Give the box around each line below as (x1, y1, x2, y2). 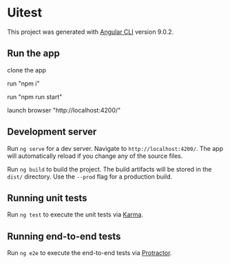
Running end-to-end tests (7, 230, 121, 242)
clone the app (7, 65, 47, 74)
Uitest (7, 5, 43, 21)
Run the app (7, 48, 60, 59)
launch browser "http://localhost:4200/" (7, 105, 121, 114)
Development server (7, 126, 97, 138)
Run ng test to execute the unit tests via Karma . (7, 210, 143, 219)
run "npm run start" (7, 92, 63, 101)
